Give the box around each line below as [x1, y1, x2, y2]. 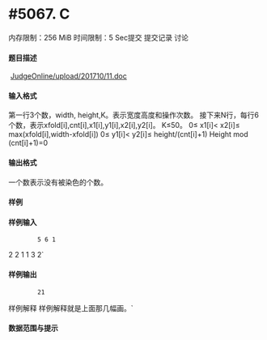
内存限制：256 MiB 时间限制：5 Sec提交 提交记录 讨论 [8, 32, 189, 42]
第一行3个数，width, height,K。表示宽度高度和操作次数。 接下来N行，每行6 [8, 110, 259, 120]
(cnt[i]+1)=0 [8, 138, 49, 148]
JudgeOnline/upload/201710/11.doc [10, 71, 127, 81]
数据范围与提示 [8, 323, 58, 333]
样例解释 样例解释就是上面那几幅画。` [8, 303, 133, 312]
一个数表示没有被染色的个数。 [8, 177, 108, 187]
